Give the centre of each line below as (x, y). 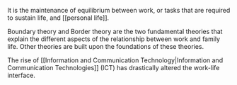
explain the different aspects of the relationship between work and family (114, 39)
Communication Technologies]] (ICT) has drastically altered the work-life (114, 68)
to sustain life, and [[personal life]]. (58, 18)
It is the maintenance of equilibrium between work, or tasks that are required (119, 10)
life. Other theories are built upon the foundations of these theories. (106, 46)
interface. (21, 75)
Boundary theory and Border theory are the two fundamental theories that (115, 32)
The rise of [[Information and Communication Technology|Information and (115, 60)
